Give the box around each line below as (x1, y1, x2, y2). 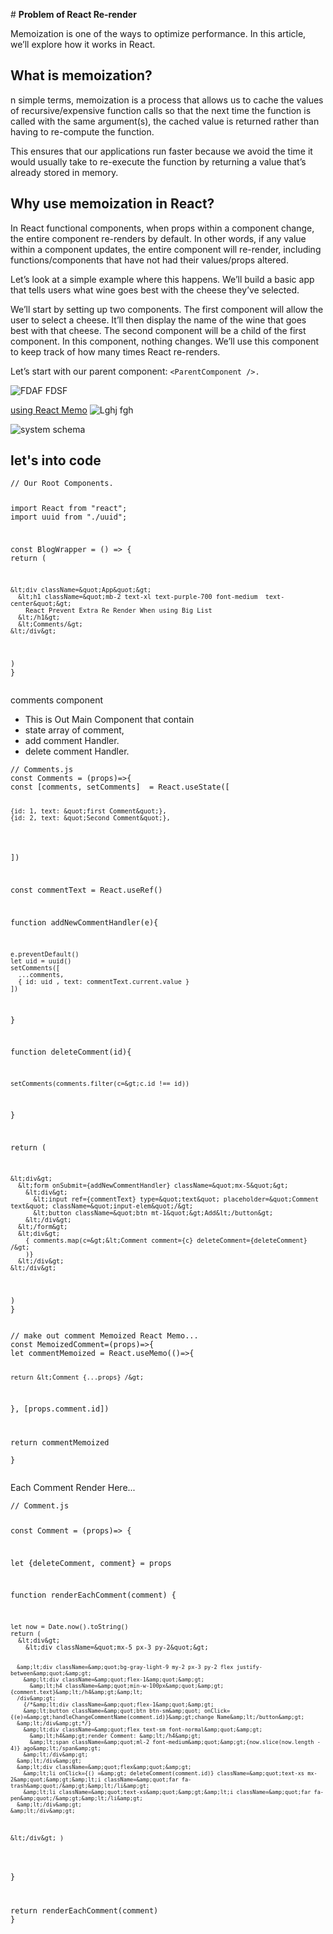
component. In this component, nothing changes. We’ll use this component (10, 335, 320, 347)
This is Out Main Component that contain (24, 713, 195, 725)
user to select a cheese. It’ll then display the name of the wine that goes (10, 314, 307, 326)
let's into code (10, 452, 102, 469)
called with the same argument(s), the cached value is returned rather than (10, 115, 320, 127)
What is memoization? (10, 67, 153, 84)
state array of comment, (24, 724, 125, 736)
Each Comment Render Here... (10, 1481, 136, 1493)
